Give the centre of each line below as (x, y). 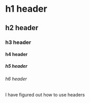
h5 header (17, 66)
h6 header (16, 79)
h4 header (17, 55)
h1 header (26, 9)
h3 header (18, 42)
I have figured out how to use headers (45, 94)
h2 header (22, 28)
